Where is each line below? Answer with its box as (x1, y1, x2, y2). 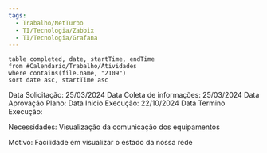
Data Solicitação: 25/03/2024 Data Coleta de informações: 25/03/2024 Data (8, 90, 260, 100)
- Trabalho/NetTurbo (15, 19, 84, 27)
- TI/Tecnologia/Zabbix (15, 26, 94, 34)
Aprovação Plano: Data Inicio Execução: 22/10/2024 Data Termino (8, 98, 226, 108)
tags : (8, 11, 26, 20)
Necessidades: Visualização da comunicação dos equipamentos (8, 122, 221, 132)
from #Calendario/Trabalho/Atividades (8, 63, 137, 71)
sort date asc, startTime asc (8, 76, 109, 84)
